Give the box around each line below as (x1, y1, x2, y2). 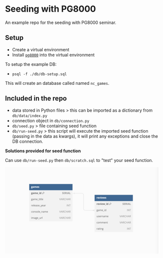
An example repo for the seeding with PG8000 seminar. (5, 20, 117, 25)
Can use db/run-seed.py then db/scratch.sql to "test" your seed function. (5, 157, 153, 163)
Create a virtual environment (12, 46, 70, 52)
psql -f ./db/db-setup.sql (12, 72, 67, 77)
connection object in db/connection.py (12, 118, 90, 123)
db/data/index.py (12, 113, 48, 118)
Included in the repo (5, 94, 67, 103)
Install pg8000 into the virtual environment (12, 52, 95, 58)
